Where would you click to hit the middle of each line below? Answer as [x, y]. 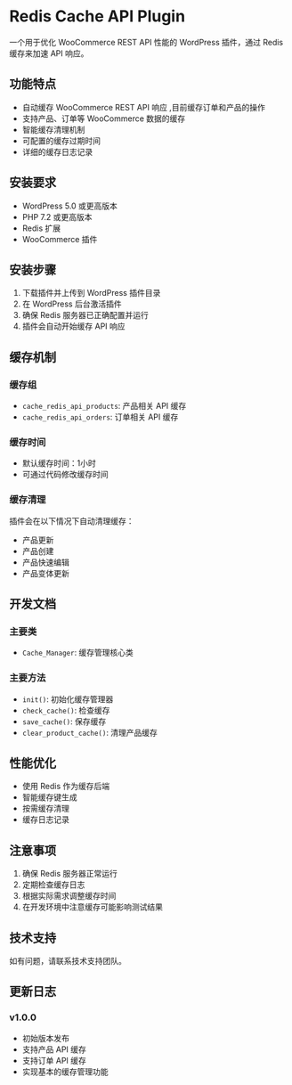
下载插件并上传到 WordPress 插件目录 [91, 293]
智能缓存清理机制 [53, 129]
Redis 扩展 [41, 228]
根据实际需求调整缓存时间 [69, 896]
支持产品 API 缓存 [54, 1049]
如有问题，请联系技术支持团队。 [68, 961]
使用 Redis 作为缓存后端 [65, 787]
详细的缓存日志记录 [57, 151]
